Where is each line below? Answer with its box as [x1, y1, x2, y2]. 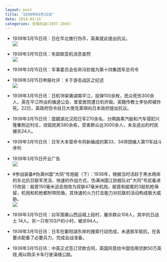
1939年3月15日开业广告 [12, 155, 61, 162]
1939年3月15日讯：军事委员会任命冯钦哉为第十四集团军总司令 [12, 67, 139, 73]
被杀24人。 [12, 128, 36, 134]
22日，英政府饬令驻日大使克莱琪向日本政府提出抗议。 [21, 105, 132, 111]
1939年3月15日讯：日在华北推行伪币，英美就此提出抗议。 [12, 35, 131, 41]
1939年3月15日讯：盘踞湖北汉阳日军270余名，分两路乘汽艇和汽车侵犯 [12, 116, 156, 122]
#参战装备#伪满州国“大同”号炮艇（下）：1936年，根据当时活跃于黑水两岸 [12, 171, 161, 177]
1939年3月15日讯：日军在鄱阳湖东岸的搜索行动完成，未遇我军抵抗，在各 [12, 229, 161, 235]
